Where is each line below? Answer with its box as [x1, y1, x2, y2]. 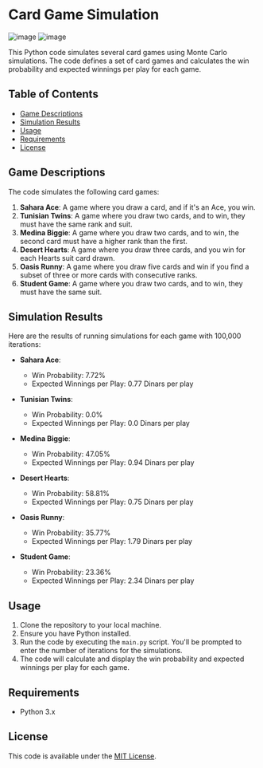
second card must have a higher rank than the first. [19, 236, 188, 246]
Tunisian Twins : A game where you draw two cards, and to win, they [19, 211, 246, 220]
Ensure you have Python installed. [19, 628, 131, 639]
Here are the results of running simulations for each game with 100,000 [8, 331, 242, 341]
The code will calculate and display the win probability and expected [19, 654, 245, 664]
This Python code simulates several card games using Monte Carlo [8, 47, 228, 57]
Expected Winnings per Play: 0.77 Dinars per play [31, 379, 194, 388]
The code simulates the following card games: [8, 187, 160, 196]
